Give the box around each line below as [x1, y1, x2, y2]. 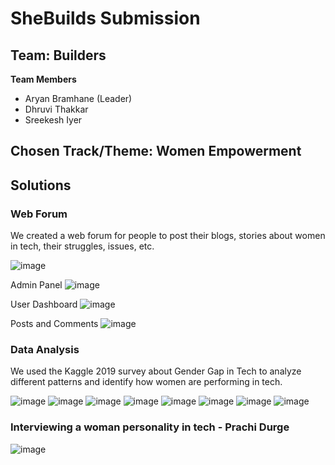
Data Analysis [10, 343, 80, 356]
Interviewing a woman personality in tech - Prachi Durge [10, 420, 290, 434]
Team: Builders [10, 47, 107, 64]
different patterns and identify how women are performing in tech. [10, 376, 283, 388]
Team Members [10, 73, 77, 85]
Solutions [10, 177, 72, 194]
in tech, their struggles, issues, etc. [10, 240, 155, 252]
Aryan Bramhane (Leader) [24, 93, 133, 104]
